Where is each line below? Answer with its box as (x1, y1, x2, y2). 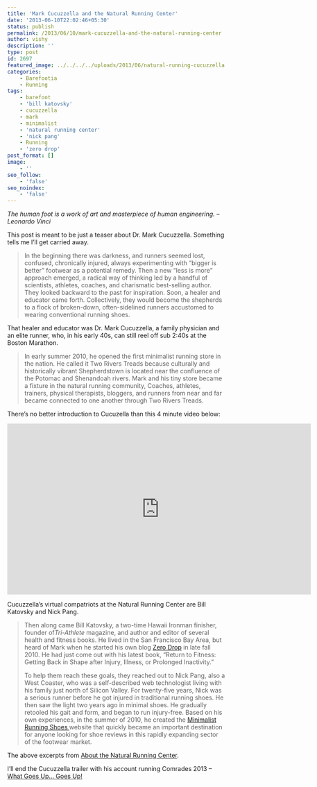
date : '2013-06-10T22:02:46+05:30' (7, 17, 110, 24)
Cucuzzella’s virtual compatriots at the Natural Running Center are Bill (7, 600, 206, 609)
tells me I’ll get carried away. (7, 238, 89, 246)
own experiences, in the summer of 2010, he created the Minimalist (24, 716, 216, 724)
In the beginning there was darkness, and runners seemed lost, (24, 251, 205, 260)
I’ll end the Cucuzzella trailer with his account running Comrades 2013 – (7, 765, 212, 773)
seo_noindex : (7, 185, 45, 192)
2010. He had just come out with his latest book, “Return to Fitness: (24, 650, 216, 659)
